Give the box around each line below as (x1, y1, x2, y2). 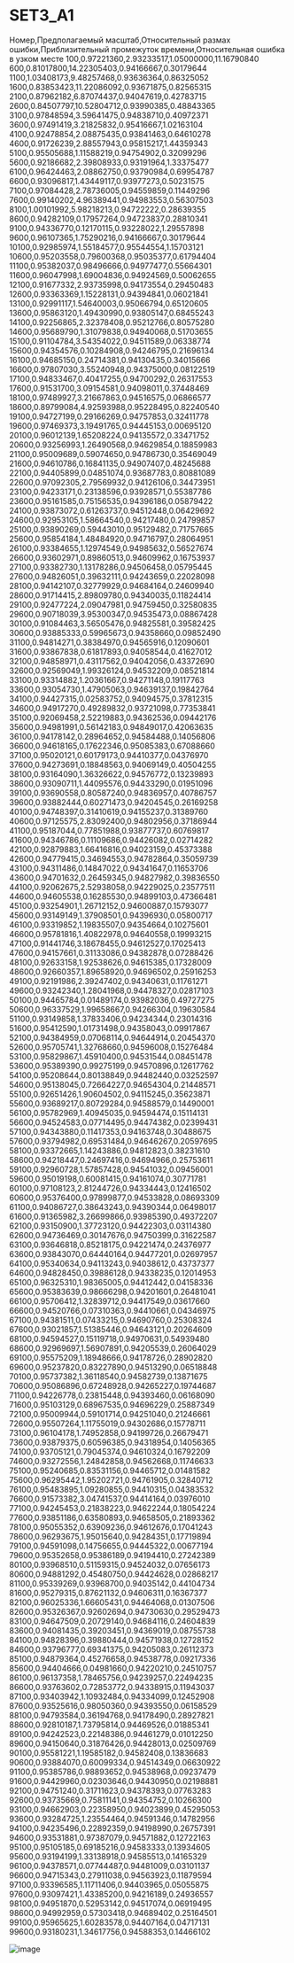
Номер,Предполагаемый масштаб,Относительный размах (9, 35, 231, 45)
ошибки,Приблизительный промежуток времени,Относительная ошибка (9, 43, 285, 54)
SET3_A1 (9, 5, 75, 26)
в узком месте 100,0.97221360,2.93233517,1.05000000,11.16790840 (9, 53, 259, 64)
